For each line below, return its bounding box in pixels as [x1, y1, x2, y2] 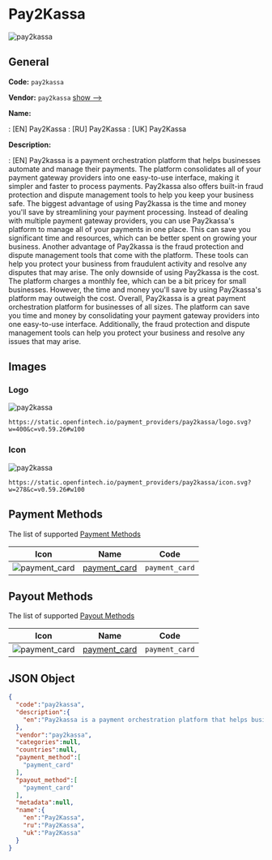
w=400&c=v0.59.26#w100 [8, 425, 85, 434]
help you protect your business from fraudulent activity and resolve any [8, 259, 247, 269]
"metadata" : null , [15, 798, 74, 807]
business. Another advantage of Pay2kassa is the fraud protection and [8, 241, 244, 252]
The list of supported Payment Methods [8, 529, 142, 539]
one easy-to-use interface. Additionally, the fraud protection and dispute [8, 319, 251, 329]
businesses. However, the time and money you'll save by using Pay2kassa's [8, 285, 261, 295]
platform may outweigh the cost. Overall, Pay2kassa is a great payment [8, 293, 246, 303]
